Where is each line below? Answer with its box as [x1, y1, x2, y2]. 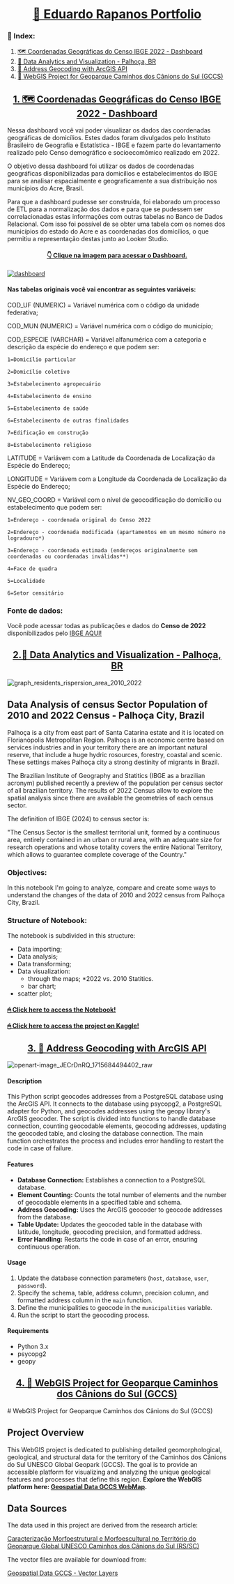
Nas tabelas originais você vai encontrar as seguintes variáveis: [7, 285, 196, 294]
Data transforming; [17, 960, 72, 968]
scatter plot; [17, 989, 52, 998]
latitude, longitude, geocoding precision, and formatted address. [17, 1227, 203, 1236]
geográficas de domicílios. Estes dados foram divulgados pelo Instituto [7, 134, 211, 142]
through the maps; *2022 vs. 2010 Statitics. [27, 975, 154, 983]
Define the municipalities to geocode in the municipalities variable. [17, 1303, 212, 1311]
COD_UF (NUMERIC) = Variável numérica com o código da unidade [7, 300, 200, 309]
